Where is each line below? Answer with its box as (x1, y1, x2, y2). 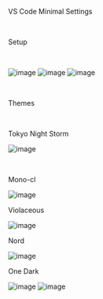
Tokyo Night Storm (8, 129, 69, 138)
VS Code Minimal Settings (8, 7, 93, 16)
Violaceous (8, 205, 45, 215)
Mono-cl (8, 175, 36, 184)
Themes (8, 99, 35, 107)
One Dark (8, 267, 39, 275)
